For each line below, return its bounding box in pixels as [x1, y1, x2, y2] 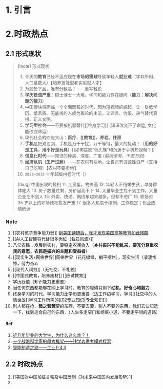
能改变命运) [24, 129, 48, 135]
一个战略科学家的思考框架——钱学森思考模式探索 [12, 338, 111, 344]
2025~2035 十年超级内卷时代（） [24, 171, 89, 177]
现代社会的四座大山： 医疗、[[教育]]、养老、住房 [24, 135, 122, 140]
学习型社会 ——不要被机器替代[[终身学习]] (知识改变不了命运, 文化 [24, 122, 157, 128]
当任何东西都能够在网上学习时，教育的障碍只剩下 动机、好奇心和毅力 [12, 285, 150, 291]
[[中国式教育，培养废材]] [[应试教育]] [12, 272, 87, 278]
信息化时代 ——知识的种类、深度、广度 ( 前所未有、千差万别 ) [24, 153, 145, 159]
